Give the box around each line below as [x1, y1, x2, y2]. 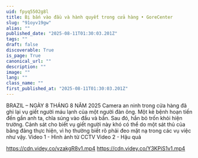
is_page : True [6, 53, 41, 59]
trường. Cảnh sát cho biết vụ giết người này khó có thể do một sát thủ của [6, 121, 186, 128]
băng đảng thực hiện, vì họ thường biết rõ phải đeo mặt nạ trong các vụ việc [6, 127, 191, 134]
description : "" [6, 63, 46, 70]
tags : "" [6, 36, 28, 42]
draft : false [6, 42, 38, 48]
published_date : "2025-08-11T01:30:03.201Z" [6, 31, 118, 37]
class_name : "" [6, 80, 44, 86]
